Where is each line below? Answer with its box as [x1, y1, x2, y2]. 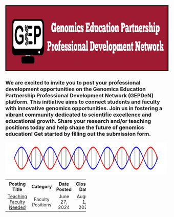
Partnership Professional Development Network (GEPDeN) [5, 92, 154, 99]
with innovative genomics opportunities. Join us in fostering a [5, 104, 163, 112]
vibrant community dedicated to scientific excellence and [5, 111, 152, 118]
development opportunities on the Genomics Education [5, 85, 146, 93]
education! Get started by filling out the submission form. [5, 130, 151, 137]
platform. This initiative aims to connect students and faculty [5, 98, 160, 105]
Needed [9, 204, 26, 210]
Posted [56, 186, 72, 192]
